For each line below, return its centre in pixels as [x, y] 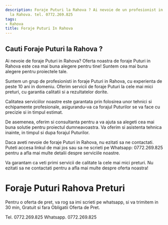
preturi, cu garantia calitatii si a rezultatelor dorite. [57, 92]
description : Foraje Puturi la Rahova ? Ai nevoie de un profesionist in [84, 10]
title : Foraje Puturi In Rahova [39, 29]
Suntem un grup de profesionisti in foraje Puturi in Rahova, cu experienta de [84, 81]
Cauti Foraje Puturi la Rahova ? [54, 49]
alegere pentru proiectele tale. [36, 71]
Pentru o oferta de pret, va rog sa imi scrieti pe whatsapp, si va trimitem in [82, 202]
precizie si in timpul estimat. [34, 112]
